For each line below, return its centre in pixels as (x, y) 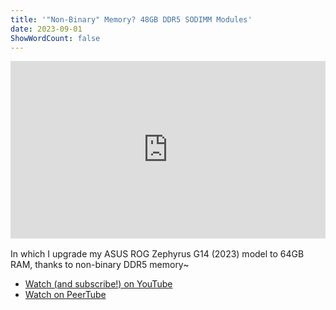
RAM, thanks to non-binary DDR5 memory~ (100, 264)
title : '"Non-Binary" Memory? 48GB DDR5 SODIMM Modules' (131, 19)
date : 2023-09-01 (46, 29)
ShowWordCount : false (55, 38)
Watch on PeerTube (65, 294)
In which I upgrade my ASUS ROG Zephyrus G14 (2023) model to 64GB (157, 253)
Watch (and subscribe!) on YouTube (98, 283)
